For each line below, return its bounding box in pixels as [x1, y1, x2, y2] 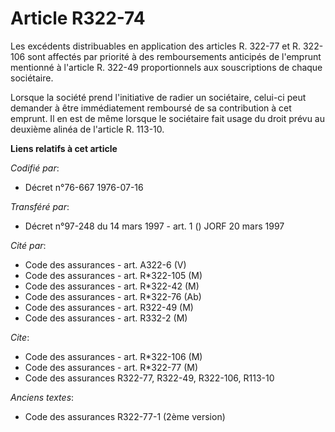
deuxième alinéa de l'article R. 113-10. [10, 123, 165, 135]
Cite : [10, 331, 30, 343]
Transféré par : [10, 200, 70, 212]
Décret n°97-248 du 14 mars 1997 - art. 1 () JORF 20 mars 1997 [24, 220, 285, 232]
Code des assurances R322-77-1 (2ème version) [24, 410, 226, 422]
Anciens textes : [10, 391, 75, 403]
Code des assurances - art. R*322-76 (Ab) [24, 290, 202, 302]
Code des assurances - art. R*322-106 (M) [24, 350, 203, 362]
